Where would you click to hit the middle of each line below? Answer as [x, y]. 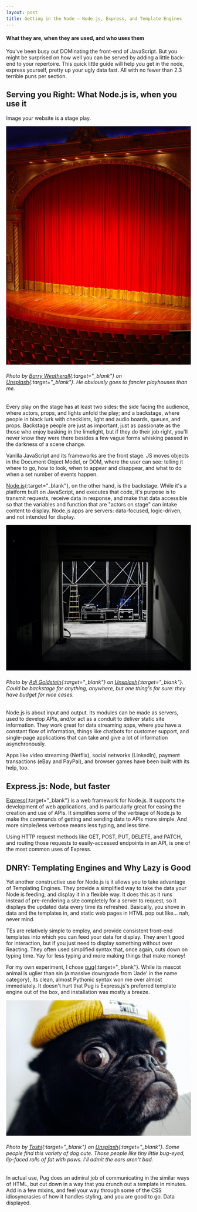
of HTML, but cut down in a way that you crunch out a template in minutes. [96, 1184]
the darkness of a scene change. [46, 444]
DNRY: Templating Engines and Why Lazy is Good [98, 867]
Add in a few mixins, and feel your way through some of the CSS [84, 1190]
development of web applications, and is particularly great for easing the [94, 807]
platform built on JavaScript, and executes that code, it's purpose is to [91, 492]
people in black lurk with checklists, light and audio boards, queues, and [93, 419]
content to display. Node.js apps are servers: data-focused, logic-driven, [94, 511]
